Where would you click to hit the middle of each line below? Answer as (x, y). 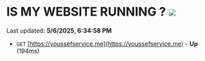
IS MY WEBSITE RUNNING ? (86, 12)
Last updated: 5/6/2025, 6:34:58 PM (59, 30)
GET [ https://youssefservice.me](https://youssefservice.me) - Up (107, 43)
